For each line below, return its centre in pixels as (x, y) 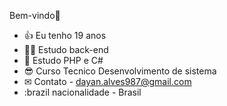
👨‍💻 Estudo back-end (66, 49)
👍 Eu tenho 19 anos (65, 35)
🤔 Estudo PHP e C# (63, 60)
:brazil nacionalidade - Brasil (82, 92)
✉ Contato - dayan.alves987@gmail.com (107, 81)
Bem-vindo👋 (35, 15)
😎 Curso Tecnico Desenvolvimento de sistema (120, 71)
